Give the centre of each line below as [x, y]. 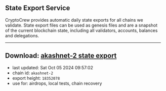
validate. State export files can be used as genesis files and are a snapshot [81, 25]
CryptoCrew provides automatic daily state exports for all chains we [74, 20]
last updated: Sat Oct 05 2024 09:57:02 [53, 67]
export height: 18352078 [36, 78]
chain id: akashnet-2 [33, 73]
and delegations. [22, 35]
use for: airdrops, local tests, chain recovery [57, 83]
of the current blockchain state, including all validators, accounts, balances [82, 30]
